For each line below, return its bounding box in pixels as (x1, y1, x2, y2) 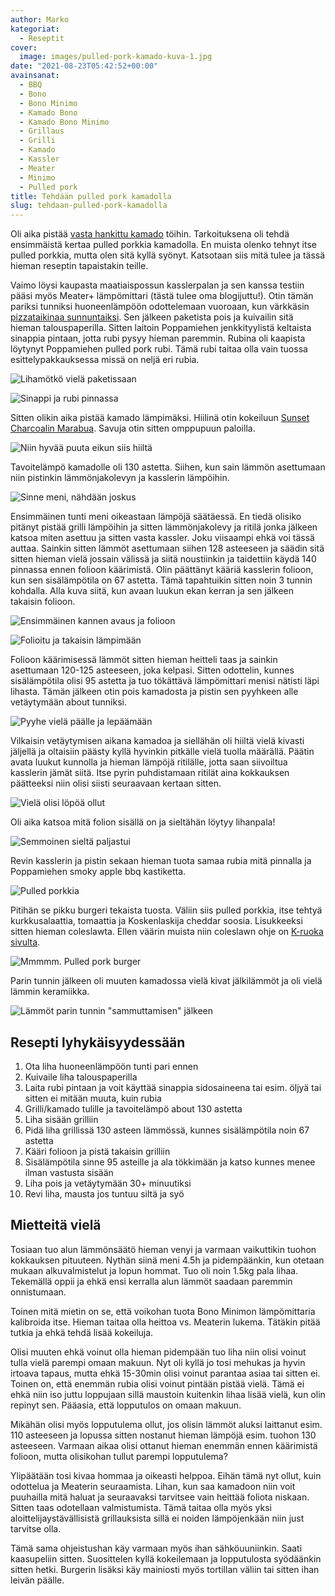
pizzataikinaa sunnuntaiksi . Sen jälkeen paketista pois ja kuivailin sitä (10, 311, 294, 323)
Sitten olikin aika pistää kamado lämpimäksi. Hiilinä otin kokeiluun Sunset (10, 412, 310, 424)
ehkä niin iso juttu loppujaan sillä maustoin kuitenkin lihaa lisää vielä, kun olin (10, 1388, 326, 1400)
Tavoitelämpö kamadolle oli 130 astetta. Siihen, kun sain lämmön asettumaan (10, 461, 326, 473)
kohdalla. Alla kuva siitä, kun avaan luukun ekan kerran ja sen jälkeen (10, 585, 295, 597)
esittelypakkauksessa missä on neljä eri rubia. (10, 354, 200, 366)
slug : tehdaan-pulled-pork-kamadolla (10, 201, 168, 211)
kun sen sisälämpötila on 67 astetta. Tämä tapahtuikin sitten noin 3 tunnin (10, 574, 313, 586)
